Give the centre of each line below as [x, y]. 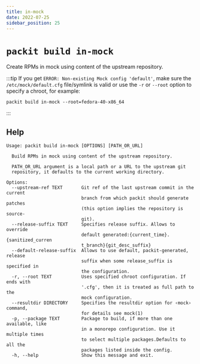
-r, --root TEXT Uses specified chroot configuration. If [99, 277]
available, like [26, 324]
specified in [22, 266]
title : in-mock [25, 12]
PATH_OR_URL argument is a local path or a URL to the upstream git [99, 167]
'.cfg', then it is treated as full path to [138, 287]
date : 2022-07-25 [28, 17]
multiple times [25, 335]
